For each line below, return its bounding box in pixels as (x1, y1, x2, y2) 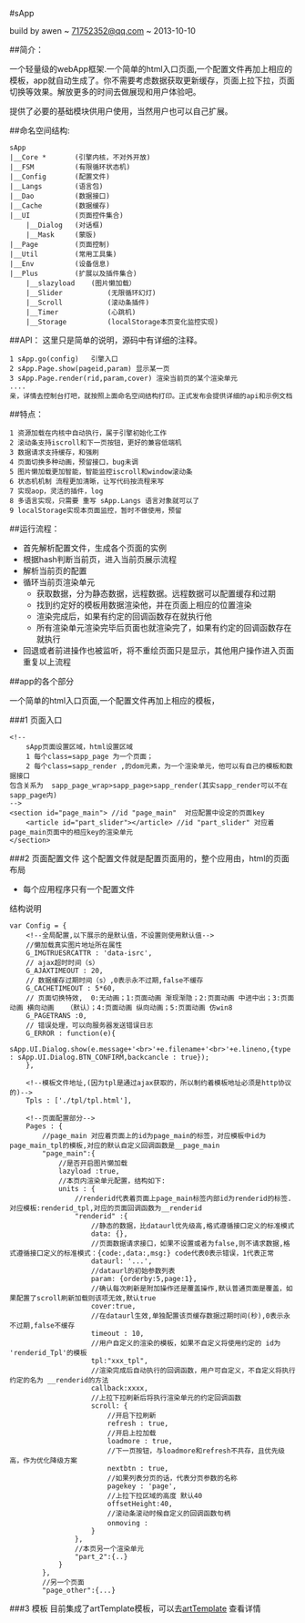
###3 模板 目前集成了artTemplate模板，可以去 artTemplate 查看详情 (9, 1603, 261, 1614)
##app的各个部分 (9, 676, 75, 686)
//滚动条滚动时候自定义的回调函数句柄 (107, 1509, 231, 1518)
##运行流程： (9, 523, 60, 534)
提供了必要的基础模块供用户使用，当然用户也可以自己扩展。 (9, 106, 233, 117)
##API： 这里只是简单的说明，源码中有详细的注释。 (9, 334, 203, 345)
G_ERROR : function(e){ (25, 1029, 117, 1038)
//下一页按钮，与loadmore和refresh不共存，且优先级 (107, 1446, 285, 1455)
